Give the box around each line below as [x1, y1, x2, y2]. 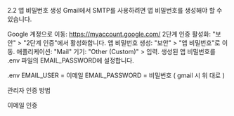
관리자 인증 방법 [7, 86, 51, 94]
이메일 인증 [7, 101, 38, 109]
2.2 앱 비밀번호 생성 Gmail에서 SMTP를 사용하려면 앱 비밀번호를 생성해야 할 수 [7, 6, 223, 14]
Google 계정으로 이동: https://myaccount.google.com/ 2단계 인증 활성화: [7, 30, 212, 38]
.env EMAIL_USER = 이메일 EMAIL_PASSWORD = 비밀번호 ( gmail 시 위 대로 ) [7, 71, 225, 79]
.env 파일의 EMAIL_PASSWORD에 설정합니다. [7, 56, 135, 65]
